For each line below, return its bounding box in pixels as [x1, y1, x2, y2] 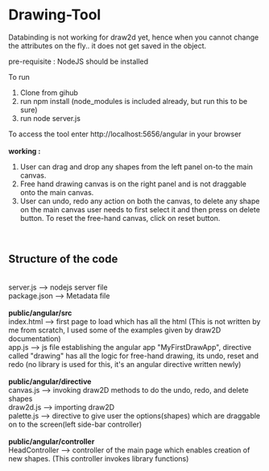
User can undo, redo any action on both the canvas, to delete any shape [19, 196, 260, 206]
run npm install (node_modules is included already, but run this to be [19, 96, 248, 106]
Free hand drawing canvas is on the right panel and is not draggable [19, 179, 247, 189]
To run [8, 72, 31, 81]
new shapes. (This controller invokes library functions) [8, 453, 189, 463]
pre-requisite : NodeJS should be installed [8, 56, 149, 66]
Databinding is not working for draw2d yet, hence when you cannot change [8, 32, 259, 42]
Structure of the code [8, 252, 118, 266]
